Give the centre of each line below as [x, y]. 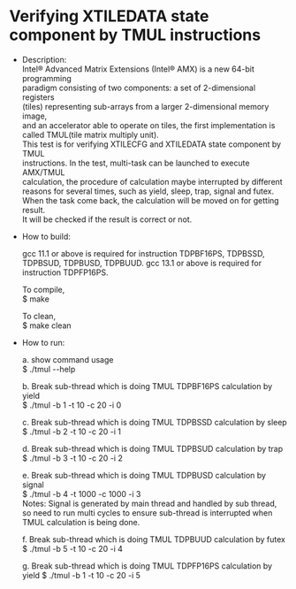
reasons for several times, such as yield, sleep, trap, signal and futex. [148, 191]
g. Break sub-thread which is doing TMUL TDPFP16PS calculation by [147, 566]
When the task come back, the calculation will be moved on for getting [151, 200]
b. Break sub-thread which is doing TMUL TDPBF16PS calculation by [147, 386]
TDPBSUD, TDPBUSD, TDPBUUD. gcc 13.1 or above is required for [142, 263]
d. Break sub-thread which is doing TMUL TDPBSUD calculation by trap [152, 448]
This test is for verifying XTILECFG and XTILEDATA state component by [151, 144]
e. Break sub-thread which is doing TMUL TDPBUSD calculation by [144, 475]
